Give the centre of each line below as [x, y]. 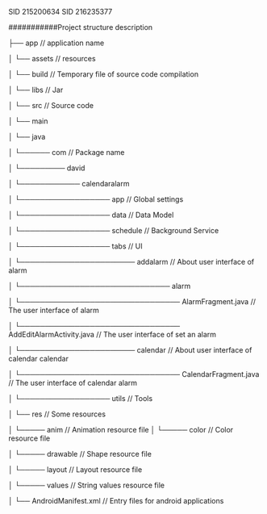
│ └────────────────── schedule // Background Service [114, 230]
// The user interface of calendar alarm [73, 383]
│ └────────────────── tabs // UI [75, 246]
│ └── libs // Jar [36, 90]
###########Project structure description [81, 27]
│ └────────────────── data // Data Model [91, 215]
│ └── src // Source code [51, 105]
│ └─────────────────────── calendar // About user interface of [130, 350]
